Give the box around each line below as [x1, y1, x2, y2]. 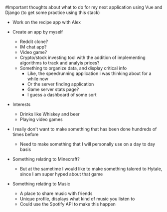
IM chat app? [19, 44, 47, 49]
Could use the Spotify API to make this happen [19, 201, 116, 207]
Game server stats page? [27, 86, 79, 92]
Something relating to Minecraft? [12, 156, 80, 162]
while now [27, 76, 48, 81]
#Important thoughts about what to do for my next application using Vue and [5, 4, 163, 10]
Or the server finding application [27, 81, 94, 87]
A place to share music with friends [19, 190, 93, 196]
